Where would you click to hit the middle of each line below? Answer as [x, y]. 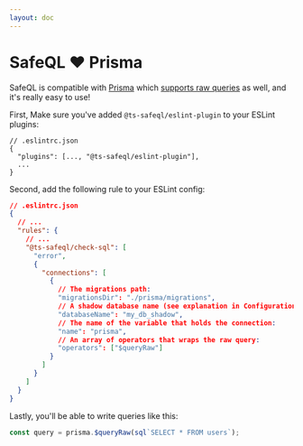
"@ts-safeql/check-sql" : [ [76, 247]
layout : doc [32, 18]
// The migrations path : [104, 290]
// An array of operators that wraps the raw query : [159, 339]
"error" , [50, 256]
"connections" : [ [74, 273]
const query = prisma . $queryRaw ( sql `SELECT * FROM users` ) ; [125, 432]
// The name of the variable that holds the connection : [167, 323]
